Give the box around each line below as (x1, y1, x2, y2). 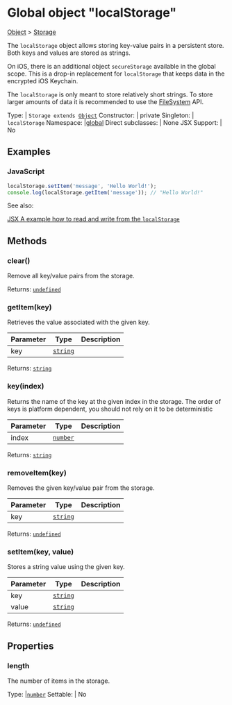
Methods (7, 235, 47, 247)
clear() (7, 255, 31, 265)
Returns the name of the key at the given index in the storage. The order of (7, 397, 221, 405)
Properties (7, 640, 54, 652)
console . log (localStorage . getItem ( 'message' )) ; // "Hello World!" (7, 189, 204, 196)
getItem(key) (7, 302, 52, 312)
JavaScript (7, 167, 45, 176)
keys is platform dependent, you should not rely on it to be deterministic (7, 405, 213, 413)
